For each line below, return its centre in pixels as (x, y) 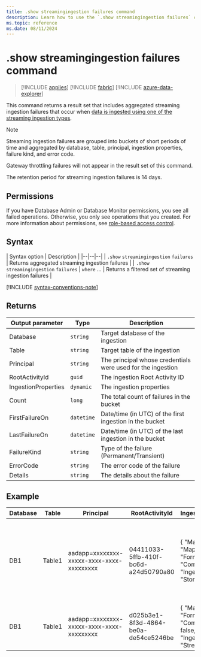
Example (23, 497)
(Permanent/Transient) (133, 456)
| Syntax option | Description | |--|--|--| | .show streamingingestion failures (100, 256)
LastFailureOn (29, 435)
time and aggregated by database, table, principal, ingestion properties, (95, 148)
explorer (31, 94)
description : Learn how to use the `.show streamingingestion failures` (99, 17)
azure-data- (158, 87)
